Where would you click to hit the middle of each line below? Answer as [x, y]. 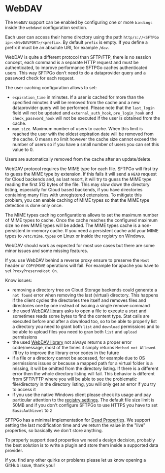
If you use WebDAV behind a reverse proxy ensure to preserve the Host [77, 260]
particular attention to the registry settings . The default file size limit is [83, 400]
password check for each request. [40, 78]
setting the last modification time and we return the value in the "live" [75, 425]
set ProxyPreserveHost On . [32, 271]
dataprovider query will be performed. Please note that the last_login [83, 108]
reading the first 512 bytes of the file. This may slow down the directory [77, 184]
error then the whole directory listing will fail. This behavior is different [83, 373]
